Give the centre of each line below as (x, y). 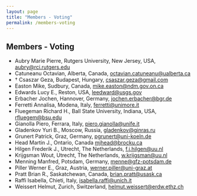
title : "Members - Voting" (39, 17)
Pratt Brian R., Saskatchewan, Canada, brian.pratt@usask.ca (88, 174)
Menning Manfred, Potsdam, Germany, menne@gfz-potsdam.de (93, 162)
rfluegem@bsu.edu (38, 118)
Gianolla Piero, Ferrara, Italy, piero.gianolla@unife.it (77, 124)
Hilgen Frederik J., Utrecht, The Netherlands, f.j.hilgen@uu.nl (89, 149)
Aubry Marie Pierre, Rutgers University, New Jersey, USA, (85, 61)
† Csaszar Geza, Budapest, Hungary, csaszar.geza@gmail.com (91, 80)
